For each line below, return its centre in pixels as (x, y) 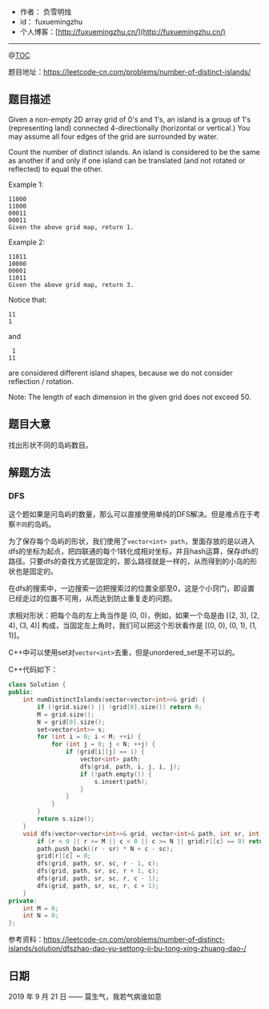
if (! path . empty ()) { (116, 774)
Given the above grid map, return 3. (71, 285)
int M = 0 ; (41, 908)
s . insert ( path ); (121, 781)
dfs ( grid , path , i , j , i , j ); (130, 767)
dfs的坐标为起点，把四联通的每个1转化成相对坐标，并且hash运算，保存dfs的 (133, 551)
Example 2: (27, 242)
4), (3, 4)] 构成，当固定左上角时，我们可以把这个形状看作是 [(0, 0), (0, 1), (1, (133, 626)
